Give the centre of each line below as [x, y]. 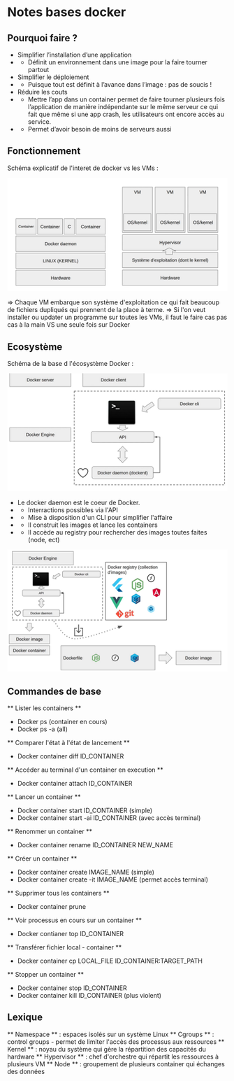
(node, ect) [44, 539]
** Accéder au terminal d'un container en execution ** [86, 770]
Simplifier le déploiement [53, 77]
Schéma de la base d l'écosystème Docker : [71, 363]
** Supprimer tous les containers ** [58, 893]
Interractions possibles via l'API [73, 510]
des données [26, 1071]
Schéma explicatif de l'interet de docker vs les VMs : [83, 168]
